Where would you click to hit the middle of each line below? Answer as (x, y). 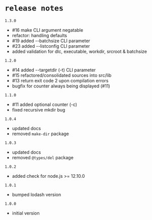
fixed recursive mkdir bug (39, 109)
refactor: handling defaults (40, 35)
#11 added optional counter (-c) (45, 104)
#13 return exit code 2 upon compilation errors (60, 80)
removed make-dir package (40, 134)
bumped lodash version (36, 194)
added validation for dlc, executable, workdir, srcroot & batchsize (79, 51)
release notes (34, 8)
